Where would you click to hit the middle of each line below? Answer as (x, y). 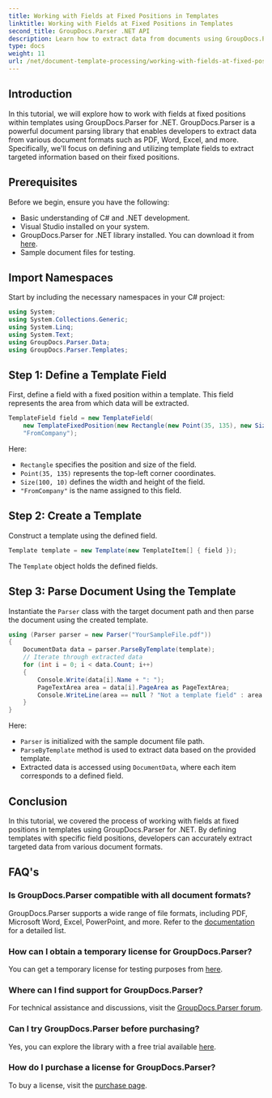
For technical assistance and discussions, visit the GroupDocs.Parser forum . (136, 1008)
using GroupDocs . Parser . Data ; (59, 342)
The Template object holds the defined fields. (83, 566)
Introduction (40, 94)
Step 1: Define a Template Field (88, 375)
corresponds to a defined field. (72, 776)
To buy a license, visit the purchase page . (78, 1085)
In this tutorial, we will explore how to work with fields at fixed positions (127, 114)
